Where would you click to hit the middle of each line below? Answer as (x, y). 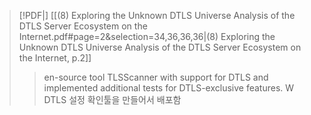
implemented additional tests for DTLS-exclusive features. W (169, 88)
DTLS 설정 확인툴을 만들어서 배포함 (112, 99)
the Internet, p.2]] (55, 58)
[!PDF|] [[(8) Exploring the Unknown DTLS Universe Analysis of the (157, 15)
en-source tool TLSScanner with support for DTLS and (156, 77)
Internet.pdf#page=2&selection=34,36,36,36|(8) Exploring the (147, 36)
